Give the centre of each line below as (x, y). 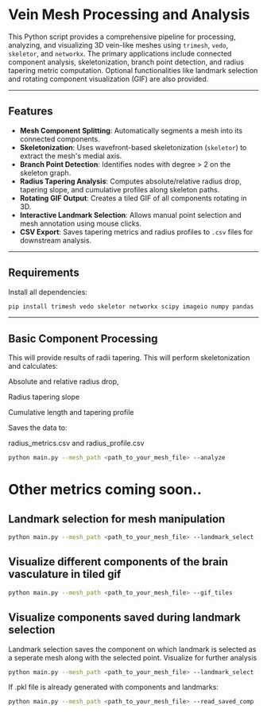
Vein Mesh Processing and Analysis (129, 15)
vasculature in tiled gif (65, 574)
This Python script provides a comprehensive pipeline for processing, (122, 37)
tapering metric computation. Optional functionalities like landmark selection (133, 70)
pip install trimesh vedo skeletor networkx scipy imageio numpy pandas (131, 306)
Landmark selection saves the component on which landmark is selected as (132, 649)
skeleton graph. (45, 172)
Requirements (44, 273)
